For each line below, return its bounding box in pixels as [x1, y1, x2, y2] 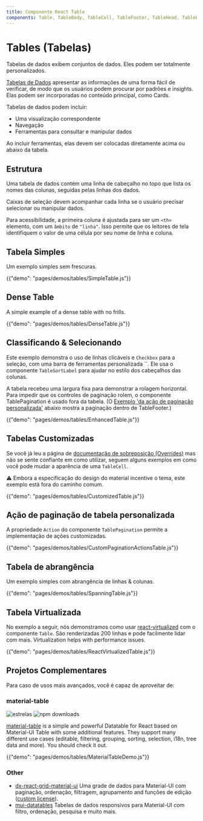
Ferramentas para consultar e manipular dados [14, 128, 132, 135]
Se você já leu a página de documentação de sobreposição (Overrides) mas [6, 449, 196, 457]
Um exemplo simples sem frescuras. [6, 263, 97, 270]
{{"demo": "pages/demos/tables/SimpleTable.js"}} [6, 275, 132, 282]
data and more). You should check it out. [6, 742, 108, 749]
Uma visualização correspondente [14, 115, 101, 122]
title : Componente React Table [6, 8, 85, 15]
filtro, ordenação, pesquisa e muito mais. [14, 808, 117, 816]
